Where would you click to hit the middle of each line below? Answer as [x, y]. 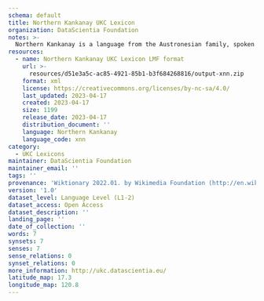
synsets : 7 [26, 241]
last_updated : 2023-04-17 [65, 96]
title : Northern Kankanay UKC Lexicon [71, 23]
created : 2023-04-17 [56, 103]
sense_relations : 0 [40, 256]
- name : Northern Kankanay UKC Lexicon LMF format [100, 60]
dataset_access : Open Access [56, 205]
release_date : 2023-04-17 [65, 118]
